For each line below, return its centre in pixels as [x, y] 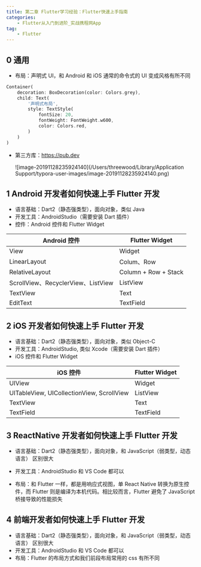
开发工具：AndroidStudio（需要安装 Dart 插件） [73, 217]
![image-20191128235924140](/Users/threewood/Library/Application [99, 167]
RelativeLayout [30, 272]
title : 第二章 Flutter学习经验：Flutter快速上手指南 [67, 12]
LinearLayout [28, 262]
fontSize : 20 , [56, 115]
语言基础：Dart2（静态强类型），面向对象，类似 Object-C [85, 341]
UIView [19, 383]
